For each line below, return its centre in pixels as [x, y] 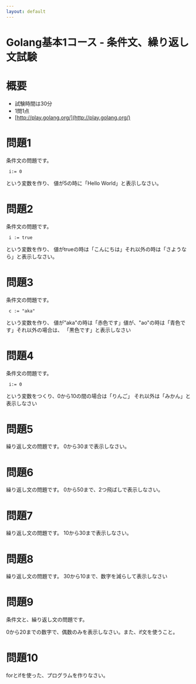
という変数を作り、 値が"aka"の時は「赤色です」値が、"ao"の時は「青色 [93, 322]
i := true [21, 237]
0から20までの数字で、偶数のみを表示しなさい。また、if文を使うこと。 [92, 632]
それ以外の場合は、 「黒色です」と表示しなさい [73, 330]
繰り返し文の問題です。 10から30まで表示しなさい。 [69, 533]
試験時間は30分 [33, 103]
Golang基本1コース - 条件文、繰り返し [98, 42]
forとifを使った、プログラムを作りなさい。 [57, 675]
